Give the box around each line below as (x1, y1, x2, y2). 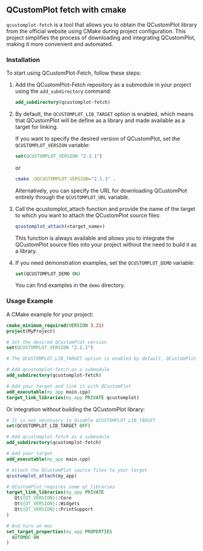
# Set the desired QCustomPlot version (6, 339, 107, 345)
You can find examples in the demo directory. (15, 282, 125, 289)
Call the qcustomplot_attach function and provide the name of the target (15, 205, 196, 212)
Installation (6, 55, 41, 64)
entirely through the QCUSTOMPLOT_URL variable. (15, 193, 130, 200)
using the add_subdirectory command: (15, 87, 111, 95)
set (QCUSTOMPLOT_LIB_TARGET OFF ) (6, 423, 91, 429)
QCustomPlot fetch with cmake (6, 5, 127, 15)
